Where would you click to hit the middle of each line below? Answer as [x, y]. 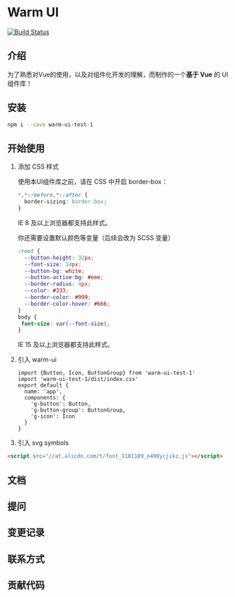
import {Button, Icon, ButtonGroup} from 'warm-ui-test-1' [107, 373]
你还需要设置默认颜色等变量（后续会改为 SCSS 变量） [96, 237]
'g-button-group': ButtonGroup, [78, 410]
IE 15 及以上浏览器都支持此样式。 [65, 345]
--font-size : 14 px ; [53, 264]
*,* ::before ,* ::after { [53, 195]
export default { [43, 386]
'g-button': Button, [61, 404]
